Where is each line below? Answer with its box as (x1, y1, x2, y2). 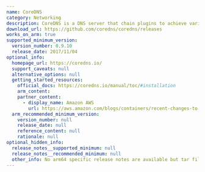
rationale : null (17, 134, 59, 140)
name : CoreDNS (6, 9, 43, 15)
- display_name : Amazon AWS (22, 99, 95, 106)
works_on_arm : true (6, 32, 56, 38)
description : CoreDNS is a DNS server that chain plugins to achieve (6, 20, 187, 26)
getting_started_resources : (12, 77, 84, 83)
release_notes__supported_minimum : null (12, 145, 116, 151)
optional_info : (6, 54, 45, 60)
